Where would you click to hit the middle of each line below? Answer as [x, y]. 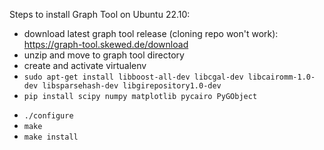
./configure [48, 116]
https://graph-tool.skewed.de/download [106, 44]
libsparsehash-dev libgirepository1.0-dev [132, 86]
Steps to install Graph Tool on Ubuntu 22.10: [100, 14]
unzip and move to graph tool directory [104, 55]
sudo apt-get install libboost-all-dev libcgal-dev [133, 77]
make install [51, 137]
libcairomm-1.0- [281, 77]
